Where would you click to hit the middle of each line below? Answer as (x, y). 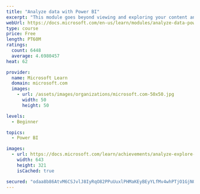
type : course (22, 28)
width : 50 (34, 100)
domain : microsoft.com (40, 83)
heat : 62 (17, 61)
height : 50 (35, 105)
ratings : (17, 45)
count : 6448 (26, 51)
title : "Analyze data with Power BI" (53, 12)
